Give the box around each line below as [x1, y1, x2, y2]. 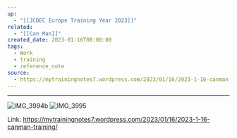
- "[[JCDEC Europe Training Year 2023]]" [13, 17, 138, 24]
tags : [7, 43, 23, 50]
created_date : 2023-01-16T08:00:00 [7, 37, 112, 44]
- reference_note [13, 63, 65, 70]
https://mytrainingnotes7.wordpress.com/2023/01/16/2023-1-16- [23, 115, 210, 124]
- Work [13, 50, 33, 57]
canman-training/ [7, 123, 58, 131]
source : [7, 69, 30, 76]
